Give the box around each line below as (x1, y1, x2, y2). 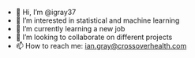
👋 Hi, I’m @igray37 (15, 8, 77, 16)
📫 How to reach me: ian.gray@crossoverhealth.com (15, 42, 187, 50)
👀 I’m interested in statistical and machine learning (15, 16, 180, 25)
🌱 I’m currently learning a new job (15, 24, 126, 33)
